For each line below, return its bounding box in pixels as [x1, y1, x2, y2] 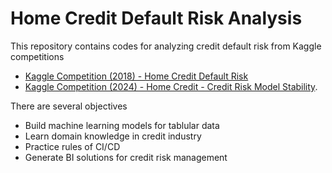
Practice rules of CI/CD [24, 140, 121, 152]
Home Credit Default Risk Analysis [10, 7, 303, 30]
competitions [10, 50, 65, 62]
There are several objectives [10, 100, 128, 112]
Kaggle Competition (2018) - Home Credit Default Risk [24, 70, 249, 82]
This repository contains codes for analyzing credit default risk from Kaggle [10, 40, 322, 52]
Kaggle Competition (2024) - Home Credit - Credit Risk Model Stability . [24, 80, 318, 92]
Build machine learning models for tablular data [24, 119, 220, 131]
